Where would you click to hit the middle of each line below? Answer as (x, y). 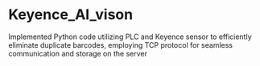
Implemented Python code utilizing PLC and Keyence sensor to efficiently (130, 37)
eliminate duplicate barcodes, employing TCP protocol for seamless (121, 45)
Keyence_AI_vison (71, 15)
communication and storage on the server (78, 53)
